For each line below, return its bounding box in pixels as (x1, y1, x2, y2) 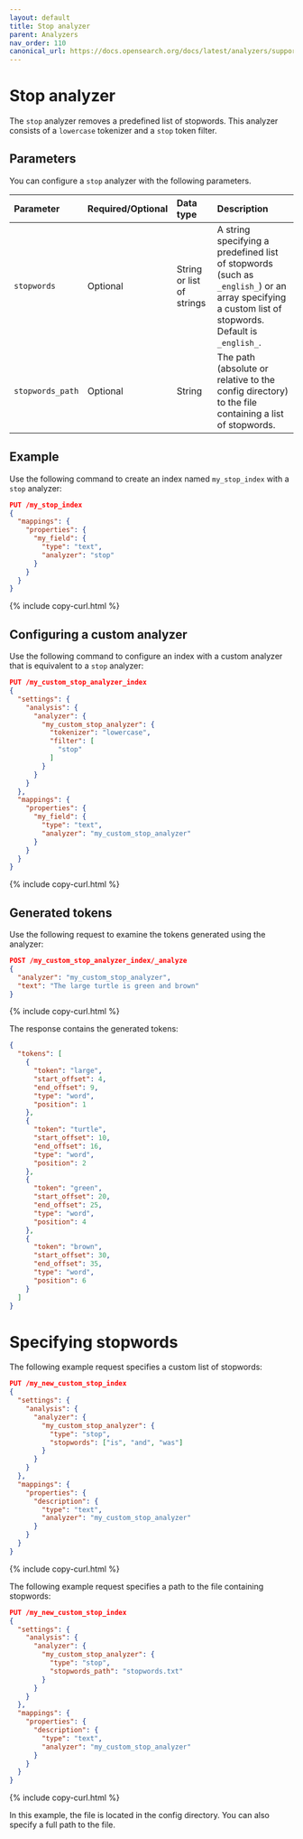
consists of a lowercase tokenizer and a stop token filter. (9, 126, 218, 136)
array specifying (216, 291, 287, 303)
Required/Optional (87, 202, 169, 215)
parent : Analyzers (9, 30, 78, 39)
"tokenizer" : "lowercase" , (49, 728, 151, 737)
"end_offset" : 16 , (32, 1142, 103, 1151)
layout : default (9, 13, 70, 23)
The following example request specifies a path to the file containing (9, 1581, 264, 1592)
